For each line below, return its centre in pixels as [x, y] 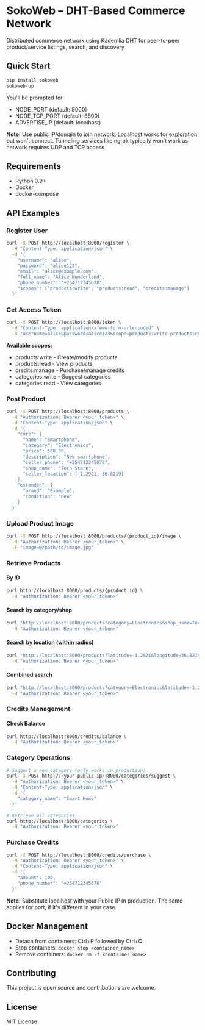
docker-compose [37, 194]
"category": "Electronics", [58, 446]
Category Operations [38, 758]
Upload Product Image [40, 523]
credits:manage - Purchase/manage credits [70, 370]
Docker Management [47, 927]
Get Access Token [34, 310]
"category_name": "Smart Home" [57, 799]
